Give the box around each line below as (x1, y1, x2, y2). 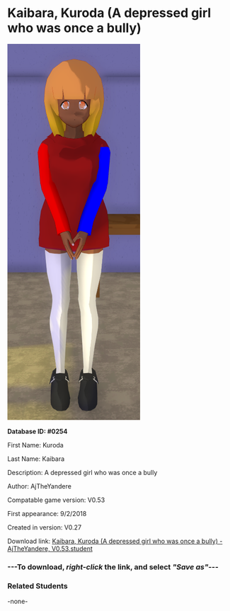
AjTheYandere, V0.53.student (7, 544, 93, 553)
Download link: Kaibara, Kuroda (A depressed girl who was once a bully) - (7, 537, 223, 545)
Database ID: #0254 (7, 427, 68, 435)
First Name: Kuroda (7, 440, 64, 449)
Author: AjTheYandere (7, 481, 72, 490)
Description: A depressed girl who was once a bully (7, 468, 158, 476)
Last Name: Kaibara (7, 455, 65, 463)
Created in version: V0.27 (7, 523, 82, 532)
